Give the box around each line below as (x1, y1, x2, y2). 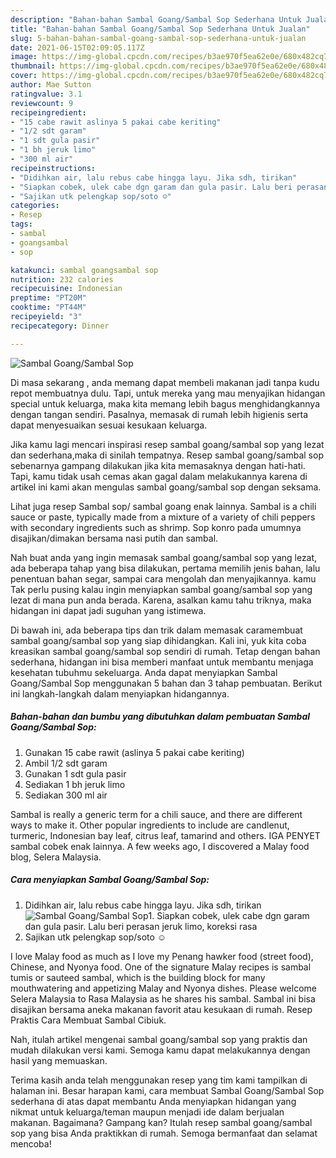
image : (10, 52, 38, 62)
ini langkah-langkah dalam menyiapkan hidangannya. (10, 687, 230, 700)
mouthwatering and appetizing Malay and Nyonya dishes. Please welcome (10, 982, 317, 994)
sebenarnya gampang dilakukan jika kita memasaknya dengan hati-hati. (10, 459, 306, 471)
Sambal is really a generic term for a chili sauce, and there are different (10, 808, 303, 820)
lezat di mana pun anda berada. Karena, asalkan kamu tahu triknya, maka (10, 594, 312, 606)
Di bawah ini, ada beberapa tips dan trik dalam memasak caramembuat (10, 624, 303, 636)
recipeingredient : (10, 107, 87, 118)
